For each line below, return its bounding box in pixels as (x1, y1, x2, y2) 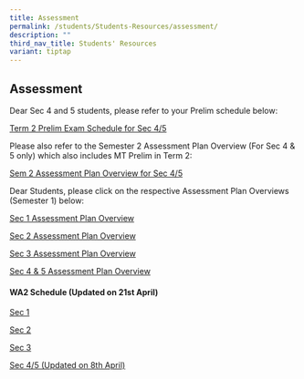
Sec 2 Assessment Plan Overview (9, 230, 137, 241)
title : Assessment (9, 13, 79, 23)
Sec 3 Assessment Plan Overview (9, 248, 137, 259)
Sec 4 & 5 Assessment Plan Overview (9, 265, 151, 276)
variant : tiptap (9, 47, 71, 56)
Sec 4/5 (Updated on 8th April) (9, 360, 126, 371)
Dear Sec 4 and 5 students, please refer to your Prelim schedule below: (9, 105, 278, 116)
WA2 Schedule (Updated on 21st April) (9, 286, 159, 297)
